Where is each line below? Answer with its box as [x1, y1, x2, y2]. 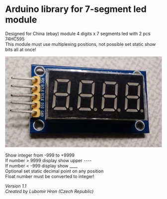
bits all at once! [5, 46, 36, 52]
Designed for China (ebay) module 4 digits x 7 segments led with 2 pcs [5, 30, 151, 36]
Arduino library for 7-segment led [5, 3, 147, 15]
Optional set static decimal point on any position [5, 168, 104, 174]
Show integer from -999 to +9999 [5, 152, 75, 158]
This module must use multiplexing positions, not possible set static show [5, 41, 156, 47]
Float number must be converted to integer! [5, 173, 94, 179]
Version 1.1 [5, 183, 26, 189]
